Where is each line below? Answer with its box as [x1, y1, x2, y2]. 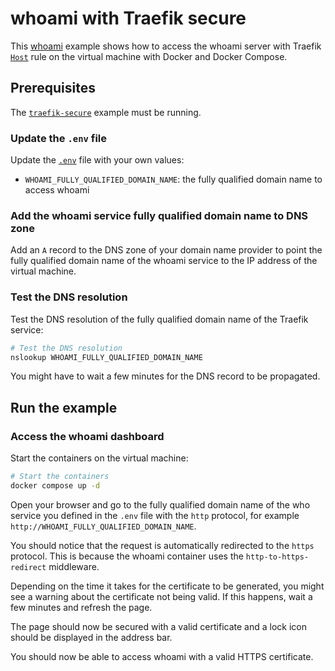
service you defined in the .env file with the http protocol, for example [10, 509, 300, 521]
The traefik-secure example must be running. [10, 106, 202, 118]
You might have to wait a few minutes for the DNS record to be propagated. [10, 370, 321, 382]
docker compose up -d [10, 480, 101, 491]
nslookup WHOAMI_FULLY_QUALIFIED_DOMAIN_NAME [10, 352, 203, 362]
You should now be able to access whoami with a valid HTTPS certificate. [10, 650, 314, 662]
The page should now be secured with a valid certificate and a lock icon [10, 620, 307, 632]
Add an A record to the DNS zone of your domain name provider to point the [10, 244, 323, 256]
